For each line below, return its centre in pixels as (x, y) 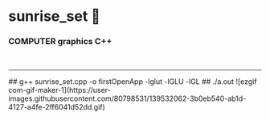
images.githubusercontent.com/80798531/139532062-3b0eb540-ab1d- (127, 98)
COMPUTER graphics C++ (60, 42)
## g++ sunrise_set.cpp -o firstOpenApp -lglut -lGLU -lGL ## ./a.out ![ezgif (133, 82)
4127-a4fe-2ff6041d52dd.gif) (57, 107)
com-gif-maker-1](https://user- (59, 90)
